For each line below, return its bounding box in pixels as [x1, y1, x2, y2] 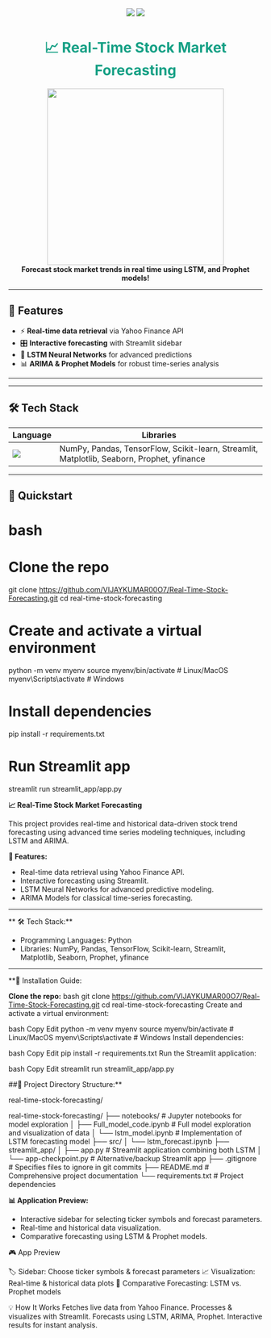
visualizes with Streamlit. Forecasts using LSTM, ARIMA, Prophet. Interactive [8, 1311, 263, 1321]
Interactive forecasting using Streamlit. [19, 876, 149, 885]
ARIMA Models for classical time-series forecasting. [19, 893, 194, 902]
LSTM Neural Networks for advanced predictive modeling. [19, 884, 215, 894]
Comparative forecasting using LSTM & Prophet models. [19, 1231, 207, 1241]
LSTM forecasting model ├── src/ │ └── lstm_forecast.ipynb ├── [8, 1136, 230, 1146]
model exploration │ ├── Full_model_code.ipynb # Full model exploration [8, 1119, 252, 1129]
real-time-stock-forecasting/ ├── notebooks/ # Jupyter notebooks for [8, 1110, 242, 1120]
